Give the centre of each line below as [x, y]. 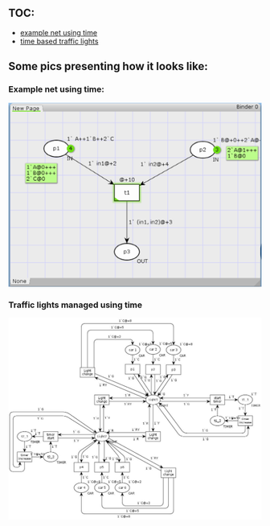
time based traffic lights [59, 41]
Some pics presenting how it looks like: [108, 66]
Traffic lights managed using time [76, 305]
